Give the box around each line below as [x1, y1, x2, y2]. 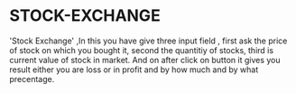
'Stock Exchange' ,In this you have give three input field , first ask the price [9, 35, 288, 46]
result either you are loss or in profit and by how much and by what [9, 64, 259, 75]
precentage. [9, 73, 55, 84]
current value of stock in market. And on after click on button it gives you [9, 54, 281, 65]
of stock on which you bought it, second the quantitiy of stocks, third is [9, 44, 273, 55]
